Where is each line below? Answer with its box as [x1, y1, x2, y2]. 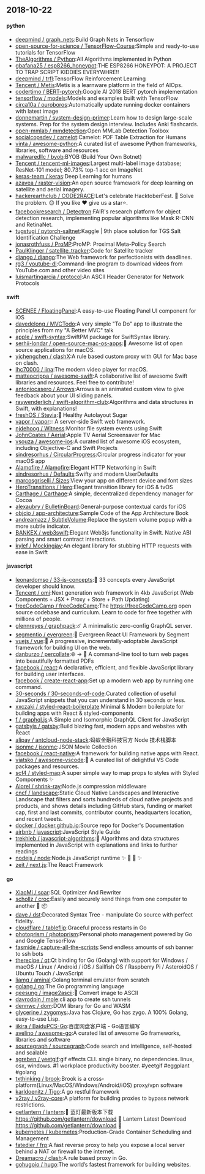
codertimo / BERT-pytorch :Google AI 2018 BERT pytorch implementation [15, 88, 198, 95]
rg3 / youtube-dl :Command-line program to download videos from [15, 260, 183, 267]
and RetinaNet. [15, 221, 53, 228]
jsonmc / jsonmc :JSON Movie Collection [15, 743, 117, 750]
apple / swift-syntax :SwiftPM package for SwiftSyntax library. [15, 333, 171, 340]
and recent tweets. [15, 815, 63, 822]
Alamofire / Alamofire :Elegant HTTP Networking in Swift [15, 463, 157, 471]
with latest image [15, 107, 59, 115]
